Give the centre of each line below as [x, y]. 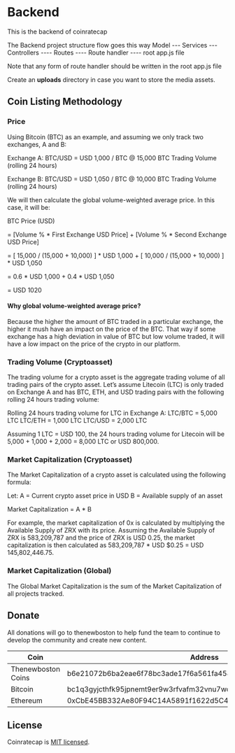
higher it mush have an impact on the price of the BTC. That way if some [112, 329]
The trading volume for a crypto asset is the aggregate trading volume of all [116, 377]
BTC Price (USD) [31, 220]
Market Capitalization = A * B [50, 509]
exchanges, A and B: [37, 144]
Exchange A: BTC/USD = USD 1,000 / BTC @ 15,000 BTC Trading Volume [112, 157]
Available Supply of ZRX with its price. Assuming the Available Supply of [111, 530]
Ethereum [27, 701]
